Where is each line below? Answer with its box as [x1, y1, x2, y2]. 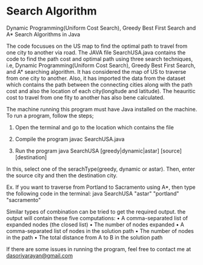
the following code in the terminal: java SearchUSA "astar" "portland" [6, 189, 179, 197]
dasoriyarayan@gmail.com [6, 252, 73, 259]
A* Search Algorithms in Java [6, 30, 81, 38]
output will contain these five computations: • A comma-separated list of [6, 214, 188, 221]
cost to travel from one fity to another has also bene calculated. [6, 94, 165, 101]
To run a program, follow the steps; [6, 112, 94, 119]
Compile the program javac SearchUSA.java [15, 135, 125, 143]
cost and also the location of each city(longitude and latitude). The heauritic [6, 87, 196, 94]
